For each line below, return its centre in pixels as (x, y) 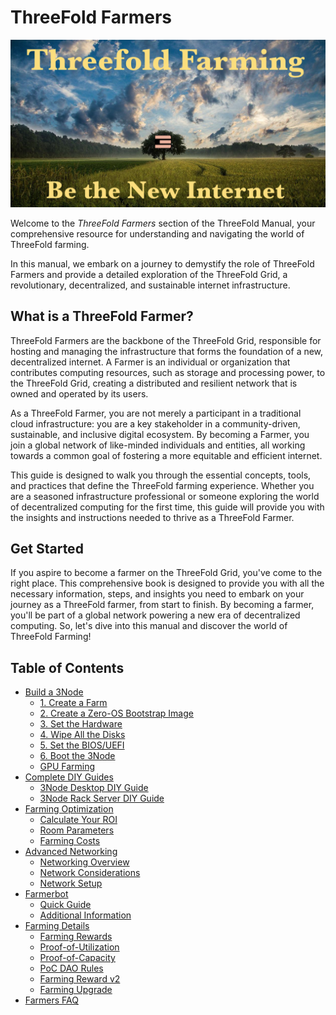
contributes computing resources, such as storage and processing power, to (168, 372)
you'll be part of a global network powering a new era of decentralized (155, 615)
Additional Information (85, 915)
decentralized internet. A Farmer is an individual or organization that (150, 362)
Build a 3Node (54, 692)
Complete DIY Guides (69, 777)
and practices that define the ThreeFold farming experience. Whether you (162, 485)
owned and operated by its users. (79, 393)
